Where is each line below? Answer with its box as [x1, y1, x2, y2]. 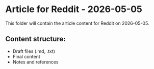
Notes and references [12, 59, 59, 65]
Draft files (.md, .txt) [12, 48, 55, 54]
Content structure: [5, 35, 66, 43]
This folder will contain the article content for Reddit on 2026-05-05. [5, 20, 149, 26]
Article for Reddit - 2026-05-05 [5, 4, 143, 15]
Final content [12, 53, 41, 59]
